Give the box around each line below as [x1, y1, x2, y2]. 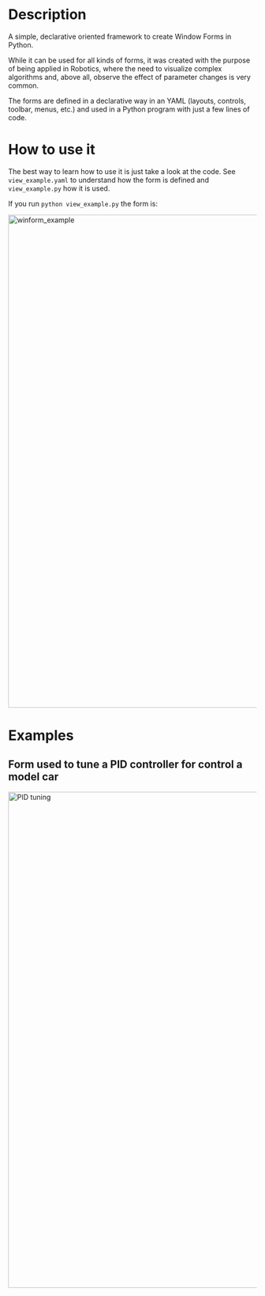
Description [8, 6, 87, 24]
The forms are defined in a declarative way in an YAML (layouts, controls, [8, 96, 247, 105]
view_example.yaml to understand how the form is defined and [8, 175, 209, 184]
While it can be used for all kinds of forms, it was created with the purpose [8, 55, 251, 65]
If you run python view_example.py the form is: [8, 199, 158, 208]
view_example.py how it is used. [8, 184, 110, 193]
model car [8, 770, 59, 784]
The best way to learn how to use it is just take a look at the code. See [8, 166, 236, 176]
